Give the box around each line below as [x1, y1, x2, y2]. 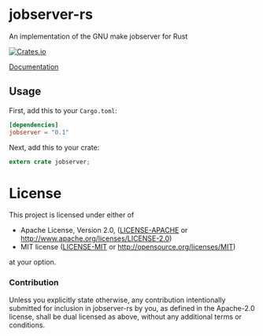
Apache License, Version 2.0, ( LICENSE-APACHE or [20, 226, 188, 235]
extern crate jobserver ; [9, 157, 91, 166]
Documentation [9, 61, 59, 72]
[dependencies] [9, 120, 59, 129]
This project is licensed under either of [9, 210, 135, 220]
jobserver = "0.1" [9, 128, 69, 136]
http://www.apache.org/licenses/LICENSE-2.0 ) [20, 234, 172, 243]
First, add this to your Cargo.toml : [9, 105, 117, 115]
